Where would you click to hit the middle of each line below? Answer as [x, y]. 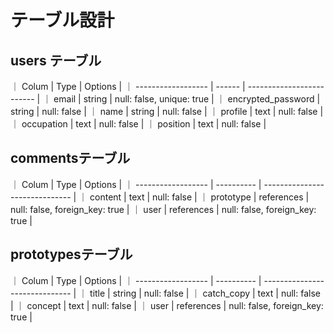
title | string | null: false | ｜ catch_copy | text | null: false [205, 293]
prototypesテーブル [71, 254]
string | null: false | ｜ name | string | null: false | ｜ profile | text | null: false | [167, 111]
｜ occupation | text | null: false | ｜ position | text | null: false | [138, 124]
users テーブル [56, 60]
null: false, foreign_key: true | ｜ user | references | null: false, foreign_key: [163, 209]
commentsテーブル [70, 158]
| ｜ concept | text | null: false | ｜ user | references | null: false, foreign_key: [167, 305]
